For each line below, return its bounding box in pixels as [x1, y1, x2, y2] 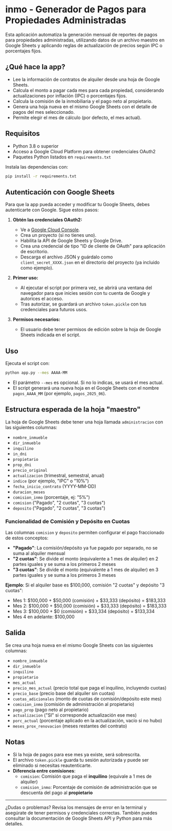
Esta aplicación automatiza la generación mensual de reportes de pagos [5, 31, 158, 37]
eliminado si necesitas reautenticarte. [12, 762, 92, 768]
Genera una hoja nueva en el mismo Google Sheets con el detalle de [12, 104, 157, 110]
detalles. [5, 820, 24, 826]
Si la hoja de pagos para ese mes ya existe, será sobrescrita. [12, 751, 141, 757]
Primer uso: [12, 275, 38, 281]
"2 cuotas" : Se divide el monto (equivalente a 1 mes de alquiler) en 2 [12, 556, 159, 562]
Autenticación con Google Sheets [5, 188, 115, 196]
